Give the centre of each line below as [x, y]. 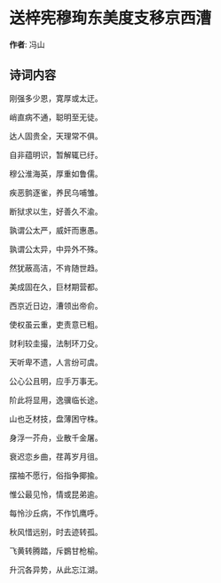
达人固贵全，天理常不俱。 [56, 136]
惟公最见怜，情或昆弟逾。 [56, 494]
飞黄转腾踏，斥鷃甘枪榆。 [56, 550]
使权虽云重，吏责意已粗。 [56, 324]
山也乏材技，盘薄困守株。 [56, 419]
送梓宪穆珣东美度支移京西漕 [110, 18]
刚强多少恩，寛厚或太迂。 [56, 98]
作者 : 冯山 [27, 44]
